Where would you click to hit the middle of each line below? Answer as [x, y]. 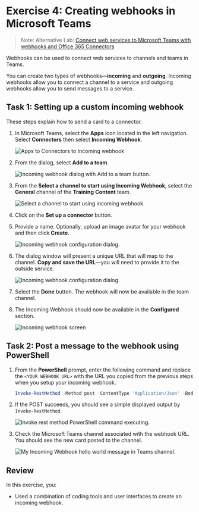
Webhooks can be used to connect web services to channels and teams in [97, 58]
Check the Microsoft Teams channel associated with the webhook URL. [102, 434]
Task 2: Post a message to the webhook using [93, 346]
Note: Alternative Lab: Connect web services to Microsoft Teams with [106, 40]
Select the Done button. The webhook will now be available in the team [102, 291]
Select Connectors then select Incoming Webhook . [78, 139]
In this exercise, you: [31, 485]
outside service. [34, 269]
